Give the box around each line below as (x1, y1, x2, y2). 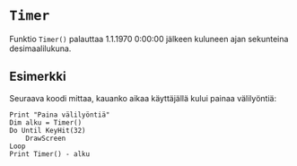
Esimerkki (9, 69, 66, 84)
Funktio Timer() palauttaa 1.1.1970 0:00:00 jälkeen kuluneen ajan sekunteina (9, 33, 289, 44)
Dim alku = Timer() (9, 118, 83, 127)
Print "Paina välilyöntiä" (9, 110, 110, 119)
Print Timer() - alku (9, 149, 91, 159)
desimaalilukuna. (9, 43, 72, 54)
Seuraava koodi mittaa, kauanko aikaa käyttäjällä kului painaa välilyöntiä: (9, 92, 276, 103)
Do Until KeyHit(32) (9, 126, 87, 135)
